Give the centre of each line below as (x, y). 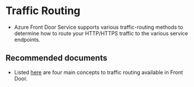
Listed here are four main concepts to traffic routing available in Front (98, 72)
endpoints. (27, 39)
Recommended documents (56, 58)
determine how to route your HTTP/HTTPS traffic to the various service (101, 33)
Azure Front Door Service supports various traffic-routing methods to (98, 27)
